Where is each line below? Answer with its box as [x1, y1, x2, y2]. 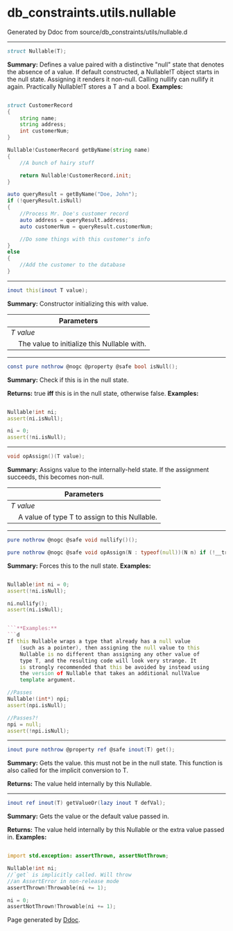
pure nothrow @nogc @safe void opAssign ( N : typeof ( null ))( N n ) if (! [7, 549, 216, 556]
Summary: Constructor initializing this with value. [7, 299, 149, 308]
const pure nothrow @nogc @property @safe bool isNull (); [7, 363, 178, 370]
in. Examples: [7, 833, 47, 842]
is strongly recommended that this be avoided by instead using [19, 663, 209, 670]
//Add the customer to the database [19, 261, 126, 268]
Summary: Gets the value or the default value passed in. [7, 812, 169, 821]
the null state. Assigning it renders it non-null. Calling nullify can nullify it [7, 75, 214, 83]
